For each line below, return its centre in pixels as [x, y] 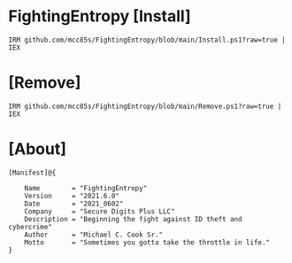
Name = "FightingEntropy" [86, 188]
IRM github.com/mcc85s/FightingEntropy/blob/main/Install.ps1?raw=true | [147, 40]
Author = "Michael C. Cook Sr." [94, 235]
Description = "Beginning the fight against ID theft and [133, 219]
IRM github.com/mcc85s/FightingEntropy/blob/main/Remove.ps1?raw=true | [145, 106]
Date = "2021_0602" [74, 204]
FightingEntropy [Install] [100, 16]
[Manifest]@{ [32, 173]
